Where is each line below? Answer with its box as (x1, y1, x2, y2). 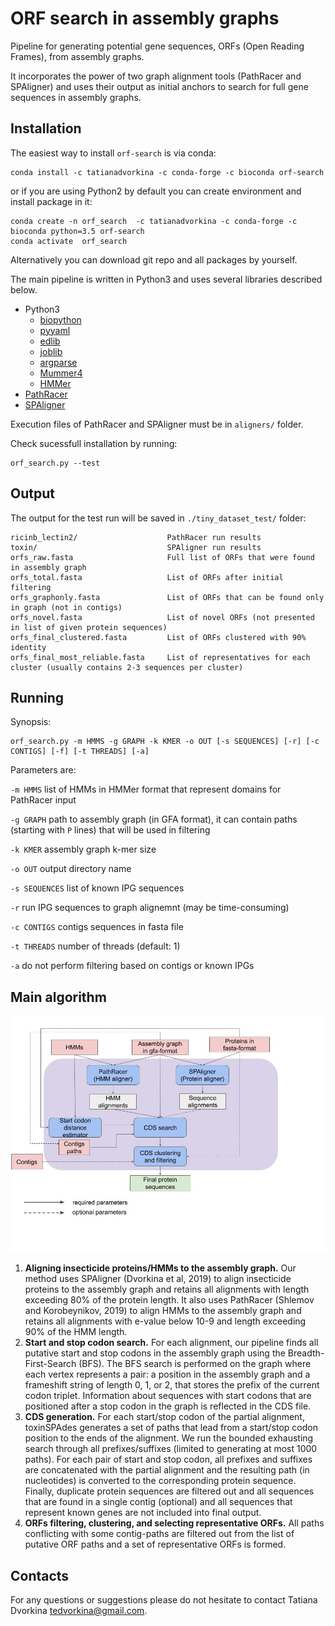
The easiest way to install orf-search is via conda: (10, 147, 217, 159)
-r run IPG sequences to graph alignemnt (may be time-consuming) (10, 902, 290, 914)
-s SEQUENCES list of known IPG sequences (10, 882, 185, 894)
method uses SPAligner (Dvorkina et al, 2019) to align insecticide (24, 1273, 292, 1285)
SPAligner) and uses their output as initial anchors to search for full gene (10, 80, 309, 92)
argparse (39, 356, 78, 368)
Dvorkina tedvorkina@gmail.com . (10, 1605, 148, 1616)
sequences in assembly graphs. (10, 91, 142, 103)
